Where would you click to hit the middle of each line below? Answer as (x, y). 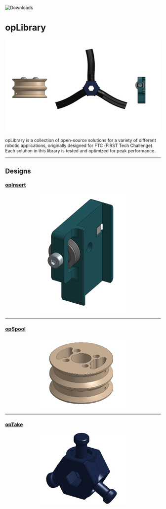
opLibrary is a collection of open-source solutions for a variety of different (81, 140)
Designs (18, 171)
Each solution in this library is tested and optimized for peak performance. (80, 151)
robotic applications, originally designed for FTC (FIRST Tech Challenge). (80, 145)
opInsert (16, 185)
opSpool (15, 329)
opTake (14, 424)
